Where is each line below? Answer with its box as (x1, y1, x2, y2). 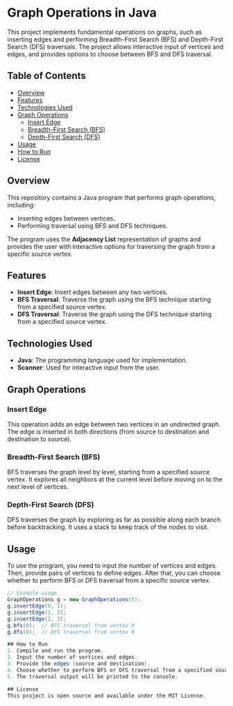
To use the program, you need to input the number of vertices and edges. (7, 562, 217, 570)
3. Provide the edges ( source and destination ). (7, 660, 150, 667)
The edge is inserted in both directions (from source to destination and (7, 427, 209, 436)
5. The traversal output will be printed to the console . (7, 673, 178, 680)
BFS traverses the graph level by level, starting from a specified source (7, 468, 210, 476)
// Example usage (7, 589, 58, 597)
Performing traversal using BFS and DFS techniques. (17, 221, 168, 230)
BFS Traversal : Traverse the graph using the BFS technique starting (17, 295, 212, 304)
